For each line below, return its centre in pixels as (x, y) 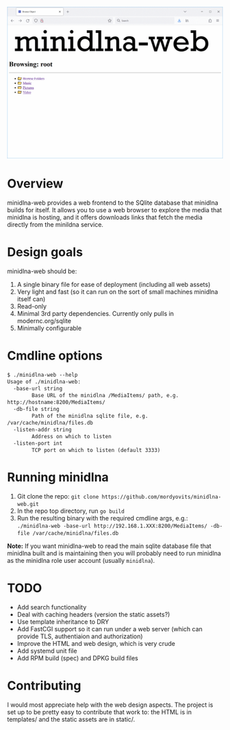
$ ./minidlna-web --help (42, 375)
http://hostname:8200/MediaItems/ (56, 402)
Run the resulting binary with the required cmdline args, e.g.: (102, 518)
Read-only (31, 306)
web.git (28, 504)
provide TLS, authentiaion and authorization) (80, 636)
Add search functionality (52, 607)
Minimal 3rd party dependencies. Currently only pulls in (95, 313)
